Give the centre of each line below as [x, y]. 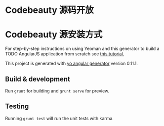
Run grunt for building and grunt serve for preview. [57, 91]
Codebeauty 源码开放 [49, 10]
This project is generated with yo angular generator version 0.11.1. [72, 63]
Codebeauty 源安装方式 [54, 35]
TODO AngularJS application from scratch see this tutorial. [65, 54]
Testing [17, 106]
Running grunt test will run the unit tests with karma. [59, 118]
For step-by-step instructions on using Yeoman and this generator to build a [82, 49]
